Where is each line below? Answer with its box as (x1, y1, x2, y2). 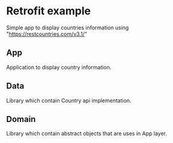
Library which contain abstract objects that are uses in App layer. (6, 130, 167, 137)
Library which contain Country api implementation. (6, 97, 132, 104)
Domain (6, 114, 36, 124)
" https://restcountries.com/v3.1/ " (6, 30, 87, 37)
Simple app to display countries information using (6, 24, 129, 31)
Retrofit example (6, 4, 91, 18)
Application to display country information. (6, 63, 112, 71)
